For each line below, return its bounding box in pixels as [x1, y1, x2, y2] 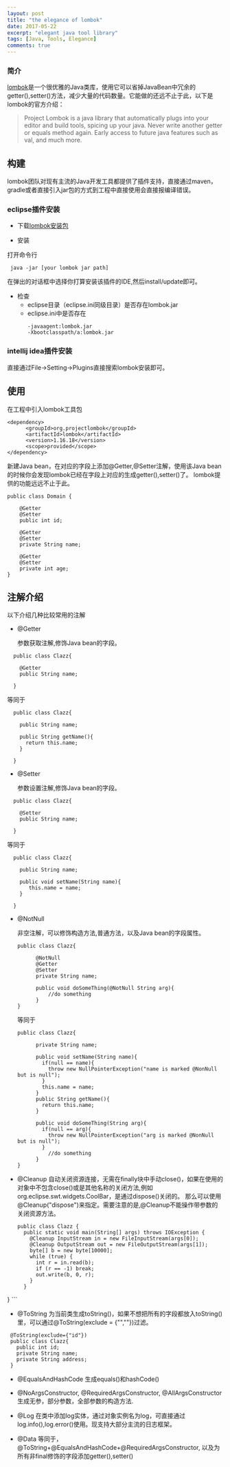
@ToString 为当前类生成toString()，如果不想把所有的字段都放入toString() [16, 1309, 223, 1318]
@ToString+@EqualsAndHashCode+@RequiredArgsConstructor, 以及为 [16, 1444, 220, 1452]
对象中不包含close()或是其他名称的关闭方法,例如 [16, 1183, 153, 1192]
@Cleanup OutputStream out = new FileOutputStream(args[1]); [30, 1241, 208, 1248]
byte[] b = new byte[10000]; [30, 1247, 113, 1254]
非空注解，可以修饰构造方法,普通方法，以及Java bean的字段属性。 [16, 929, 205, 937]
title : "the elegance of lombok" [7, 17, 103, 23]
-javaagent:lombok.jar [27, 323, 93, 330]
